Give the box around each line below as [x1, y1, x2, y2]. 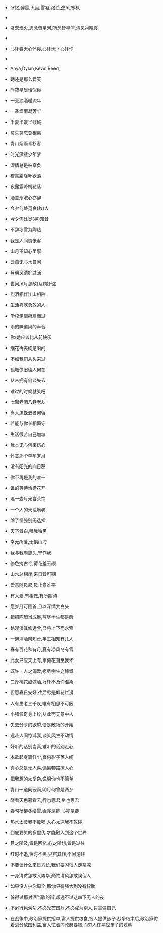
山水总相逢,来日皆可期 [10, 571, 56, 577]
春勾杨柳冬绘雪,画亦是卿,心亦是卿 [10, 808, 79, 814]
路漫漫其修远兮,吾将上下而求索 [10, 625, 74, 631]
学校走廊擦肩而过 [10, 313, 46, 319]
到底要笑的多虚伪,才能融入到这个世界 [10, 830, 87, 835]
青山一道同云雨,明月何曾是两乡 [10, 787, 74, 792]
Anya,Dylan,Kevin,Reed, [10, 65, 60, 71]
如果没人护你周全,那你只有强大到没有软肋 [10, 883, 96, 889]
